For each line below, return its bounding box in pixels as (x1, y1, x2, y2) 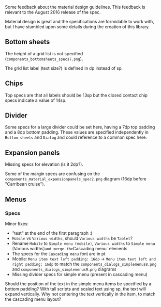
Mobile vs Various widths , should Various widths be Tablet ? (12, 235, 133, 241)
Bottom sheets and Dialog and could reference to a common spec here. (5, 134, 147, 140)
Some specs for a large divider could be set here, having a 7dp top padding (5, 124, 155, 130)
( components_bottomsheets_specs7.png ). (5, 56, 83, 62)
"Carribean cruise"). (5, 181, 45, 187)
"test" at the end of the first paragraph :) (12, 230, 93, 236)
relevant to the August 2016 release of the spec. (5, 9, 101, 15)
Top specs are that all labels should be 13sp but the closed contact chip (5, 92, 148, 98)
